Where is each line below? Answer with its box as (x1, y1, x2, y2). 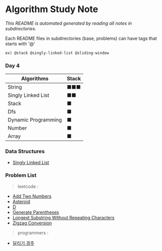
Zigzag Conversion (12, 220, 52, 226)
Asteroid (12, 198, 30, 205)
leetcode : (17, 183, 39, 190)
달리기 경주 (12, 240, 35, 246)
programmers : (17, 229, 49, 235)
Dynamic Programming (8, 116, 62, 123)
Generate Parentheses (12, 209, 59, 215)
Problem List (5, 172, 37, 179)
